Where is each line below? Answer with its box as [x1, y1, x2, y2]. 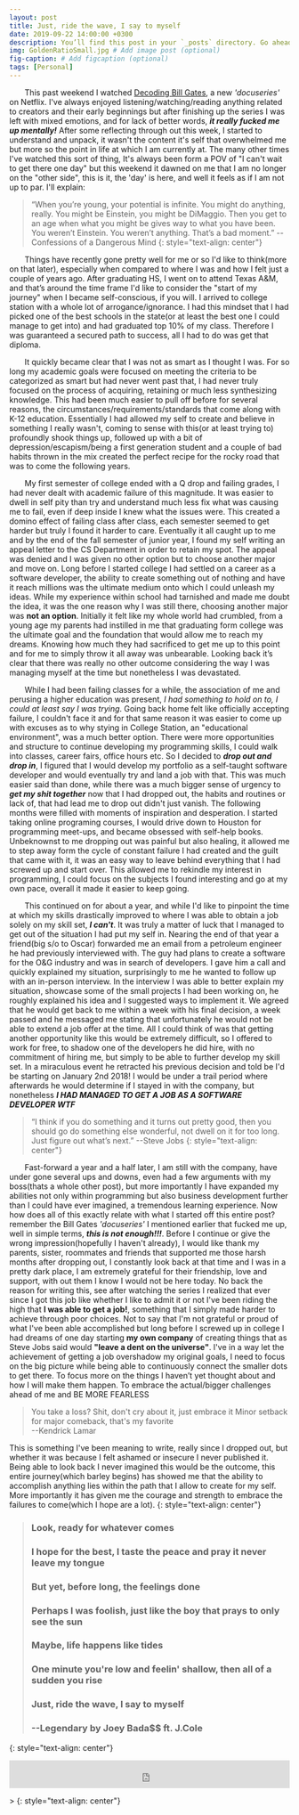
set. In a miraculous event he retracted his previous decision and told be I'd [9, 1061, 285, 1071]
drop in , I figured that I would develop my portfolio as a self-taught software [9, 760, 287, 770]
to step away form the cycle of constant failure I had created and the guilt [9, 845, 279, 856]
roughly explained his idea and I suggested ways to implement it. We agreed [9, 995, 289, 1005]
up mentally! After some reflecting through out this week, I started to [9, 125, 263, 135]
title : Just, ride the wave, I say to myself [9, 21, 181, 30]
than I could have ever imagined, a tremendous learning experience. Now [9, 1200, 279, 1210]
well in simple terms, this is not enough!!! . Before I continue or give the [9, 1228, 271, 1239]
